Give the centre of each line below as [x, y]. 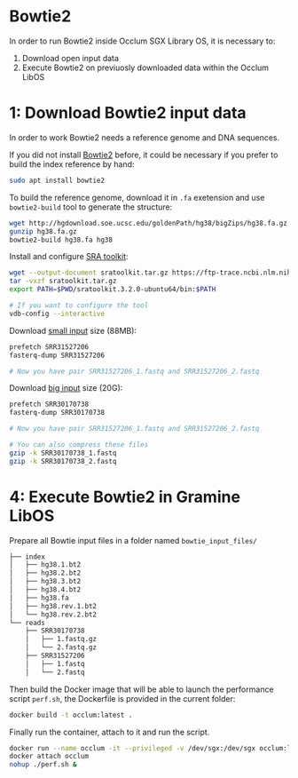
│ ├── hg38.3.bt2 [45, 582]
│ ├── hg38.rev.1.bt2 [53, 606]
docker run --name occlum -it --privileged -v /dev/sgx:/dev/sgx [132, 748]
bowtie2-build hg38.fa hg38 [61, 240]
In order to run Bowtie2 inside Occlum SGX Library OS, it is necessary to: [142, 41]
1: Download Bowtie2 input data [128, 113]
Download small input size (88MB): [73, 330]
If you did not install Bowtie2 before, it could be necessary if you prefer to [144, 155]
